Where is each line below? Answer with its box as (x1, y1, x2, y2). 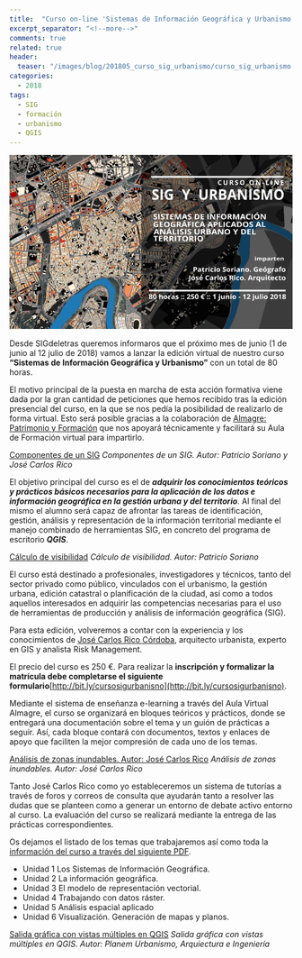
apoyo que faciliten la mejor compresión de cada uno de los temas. (9, 736, 258, 747)
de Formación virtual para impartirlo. (9, 433, 145, 443)
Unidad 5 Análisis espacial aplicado (22, 902, 155, 913)
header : (9, 52, 39, 62)
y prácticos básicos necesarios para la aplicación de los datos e (9, 487, 256, 497)
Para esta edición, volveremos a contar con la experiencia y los (9, 625, 244, 635)
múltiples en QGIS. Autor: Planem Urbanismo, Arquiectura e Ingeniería (9, 938, 271, 950)
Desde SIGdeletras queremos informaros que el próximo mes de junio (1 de (9, 338, 288, 349)
